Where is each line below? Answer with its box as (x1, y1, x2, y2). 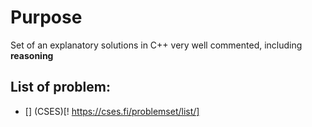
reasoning (10, 49, 54, 61)
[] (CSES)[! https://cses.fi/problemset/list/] (24, 105, 200, 117)
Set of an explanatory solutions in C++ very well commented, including (10, 39, 303, 51)
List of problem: (10, 79, 111, 96)
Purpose (10, 6, 83, 29)
